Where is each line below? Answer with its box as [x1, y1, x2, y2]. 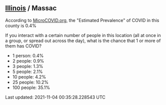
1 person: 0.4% [12, 52, 44, 58]
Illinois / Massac [5, 4, 57, 12]
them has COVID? [5, 42, 41, 49]
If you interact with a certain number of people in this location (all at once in [5, 32, 161, 38]
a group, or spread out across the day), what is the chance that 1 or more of [5, 37, 161, 43]
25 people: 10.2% [12, 79, 49, 85]
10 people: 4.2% [12, 73, 46, 79]
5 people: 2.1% [12, 68, 43, 74]
